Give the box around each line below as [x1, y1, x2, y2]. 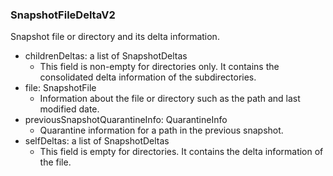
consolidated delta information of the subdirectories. [39, 71, 257, 83]
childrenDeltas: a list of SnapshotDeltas [24, 50, 188, 62]
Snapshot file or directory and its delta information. [10, 31, 220, 43]
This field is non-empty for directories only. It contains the [39, 61, 280, 73]
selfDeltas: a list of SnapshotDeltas [24, 135, 170, 147]
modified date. [39, 103, 100, 115]
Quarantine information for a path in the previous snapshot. [39, 124, 284, 137]
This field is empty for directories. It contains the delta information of [39, 146, 324, 158]
